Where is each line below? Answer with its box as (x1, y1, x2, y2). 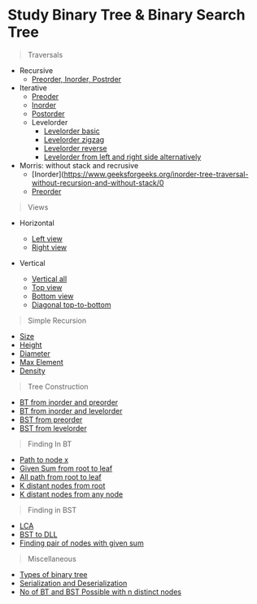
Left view (31, 233, 63, 243)
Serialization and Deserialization (19, 578, 128, 588)
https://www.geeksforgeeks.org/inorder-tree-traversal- (63, 169, 249, 179)
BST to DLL (19, 529, 58, 539)
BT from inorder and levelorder (19, 406, 123, 415)
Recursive (19, 65, 54, 75)
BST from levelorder (19, 423, 87, 432)
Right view (31, 242, 68, 252)
